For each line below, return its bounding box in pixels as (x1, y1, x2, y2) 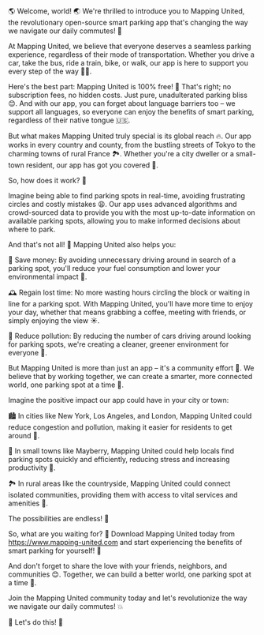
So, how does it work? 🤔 (8, 176, 87, 185)
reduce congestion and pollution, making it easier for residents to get (8, 423, 232, 432)
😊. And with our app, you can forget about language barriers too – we (8, 99, 236, 108)
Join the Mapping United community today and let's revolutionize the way (8, 593, 247, 603)
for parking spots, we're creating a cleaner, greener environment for (8, 340, 229, 349)
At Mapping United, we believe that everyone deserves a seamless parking (8, 42, 251, 51)
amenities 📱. (8, 498, 49, 508)
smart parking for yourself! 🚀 (8, 546, 102, 555)
